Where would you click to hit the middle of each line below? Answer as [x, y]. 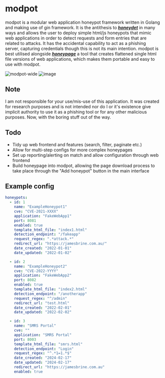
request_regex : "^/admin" [41, 298]
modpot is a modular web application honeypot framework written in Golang [83, 22]
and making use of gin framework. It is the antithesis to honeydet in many [80, 27]
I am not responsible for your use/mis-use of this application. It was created [82, 101]
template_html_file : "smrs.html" [48, 344]
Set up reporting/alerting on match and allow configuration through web [85, 155]
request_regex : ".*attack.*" [44, 239]
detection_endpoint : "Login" [44, 349]
